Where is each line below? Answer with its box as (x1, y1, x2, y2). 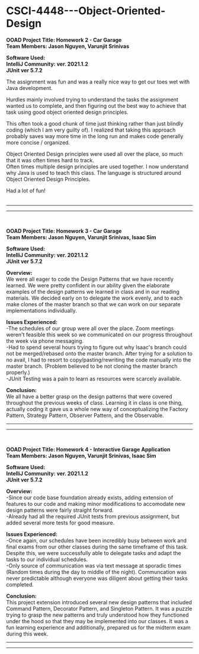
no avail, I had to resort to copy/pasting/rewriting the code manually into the (6, 356, 191, 363)
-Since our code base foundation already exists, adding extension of (6, 493, 174, 501)
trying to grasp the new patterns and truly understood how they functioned (6, 611, 190, 618)
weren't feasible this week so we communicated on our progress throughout (6, 331, 192, 338)
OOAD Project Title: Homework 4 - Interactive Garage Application (6, 445, 171, 453)
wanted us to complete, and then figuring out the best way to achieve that (6, 102, 187, 109)
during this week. (6, 630, 49, 637)
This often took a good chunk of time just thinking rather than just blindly (6, 120, 184, 127)
